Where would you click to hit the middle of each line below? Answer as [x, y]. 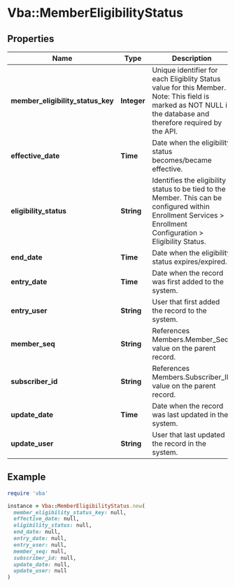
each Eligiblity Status [186, 79]
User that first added [186, 302]
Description [192, 58]
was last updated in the [190, 415]
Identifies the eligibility [189, 180]
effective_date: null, [47, 519]
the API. [165, 131]
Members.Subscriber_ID [192, 377]
